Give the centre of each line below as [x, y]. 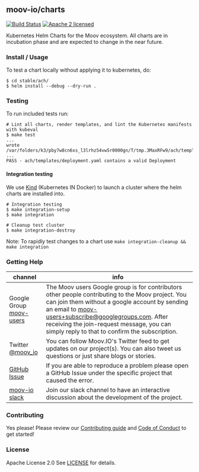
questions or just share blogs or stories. [101, 356]
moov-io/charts [36, 10]
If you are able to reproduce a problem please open [117, 365]
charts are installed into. [36, 193]
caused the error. [70, 380]
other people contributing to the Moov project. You [116, 294]
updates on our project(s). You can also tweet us [114, 348]
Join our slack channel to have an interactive [108, 390]
